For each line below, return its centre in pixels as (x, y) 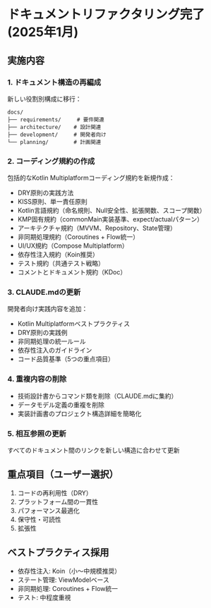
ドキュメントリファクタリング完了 (106, 14)
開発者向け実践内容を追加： (48, 309)
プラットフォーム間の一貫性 (58, 501)
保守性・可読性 (39, 519)
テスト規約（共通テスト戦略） (61, 263)
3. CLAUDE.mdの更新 (44, 292)
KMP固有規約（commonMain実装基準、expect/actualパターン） (110, 219)
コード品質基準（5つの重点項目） (66, 359)
